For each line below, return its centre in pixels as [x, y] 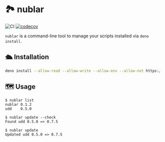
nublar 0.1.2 [18, 105]
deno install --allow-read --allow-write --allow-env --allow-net [74, 71]
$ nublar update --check [30, 118]
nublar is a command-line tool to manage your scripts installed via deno [77, 36]
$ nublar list [20, 100]
